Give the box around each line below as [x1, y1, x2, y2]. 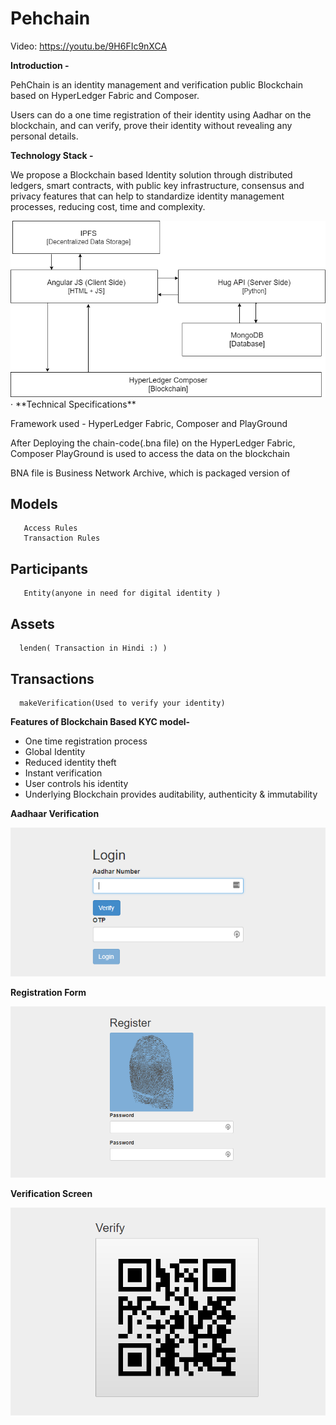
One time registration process [24, 735, 148, 747]
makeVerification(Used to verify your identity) [19, 698, 226, 708]
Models [10, 496, 58, 513]
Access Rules [23, 523, 78, 534]
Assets [10, 615, 55, 632]
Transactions [10, 670, 95, 687]
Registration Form [10, 986, 87, 998]
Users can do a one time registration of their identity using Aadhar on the [10, 108, 312, 121]
